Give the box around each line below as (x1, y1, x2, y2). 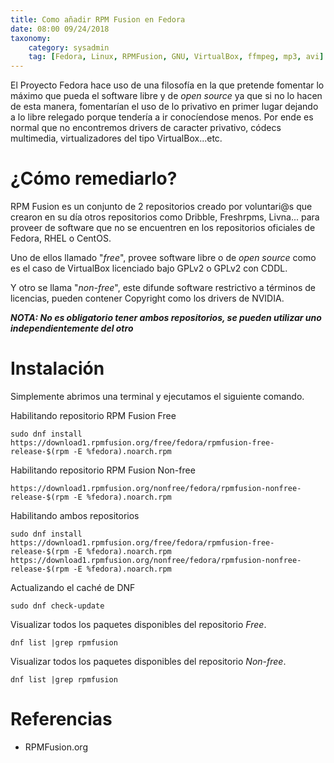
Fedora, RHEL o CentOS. (10, 232, 112, 245)
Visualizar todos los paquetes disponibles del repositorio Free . (10, 619, 267, 630)
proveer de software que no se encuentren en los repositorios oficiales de (10, 222, 316, 234)
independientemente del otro (10, 322, 134, 335)
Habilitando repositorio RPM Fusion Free (10, 410, 177, 421)
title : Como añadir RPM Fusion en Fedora (10, 14, 186, 25)
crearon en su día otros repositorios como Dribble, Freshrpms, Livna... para (10, 211, 320, 223)
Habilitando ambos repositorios (10, 510, 140, 521)
